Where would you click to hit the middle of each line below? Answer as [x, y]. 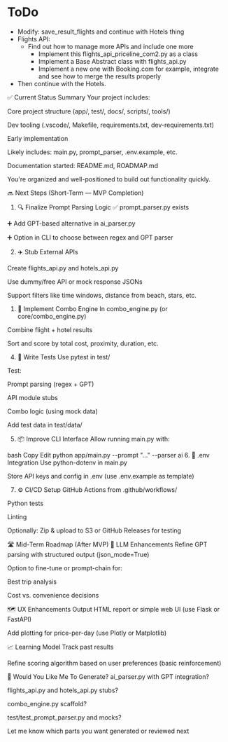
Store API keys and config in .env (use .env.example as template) [101, 476]
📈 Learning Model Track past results [60, 647]
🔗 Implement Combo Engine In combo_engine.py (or [92, 308]
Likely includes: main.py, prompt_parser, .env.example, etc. [92, 152]
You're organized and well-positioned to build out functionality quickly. [109, 179]
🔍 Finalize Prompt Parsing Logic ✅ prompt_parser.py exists [103, 207]
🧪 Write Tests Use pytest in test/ [64, 357]
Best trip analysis [32, 582]
